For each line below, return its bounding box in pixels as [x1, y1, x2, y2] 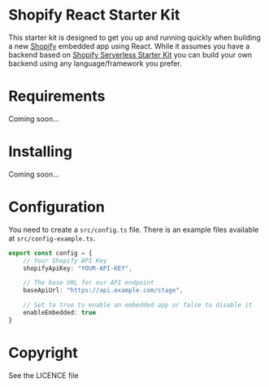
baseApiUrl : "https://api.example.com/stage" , [23, 286, 184, 294]
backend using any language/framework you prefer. [8, 59, 183, 68]
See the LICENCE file [8, 370, 79, 380]
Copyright [8, 343, 79, 362]
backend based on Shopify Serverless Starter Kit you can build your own [8, 50, 253, 59]
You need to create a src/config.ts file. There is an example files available [8, 224, 259, 234]
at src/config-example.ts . [8, 233, 96, 243]
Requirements [8, 87, 106, 106]
